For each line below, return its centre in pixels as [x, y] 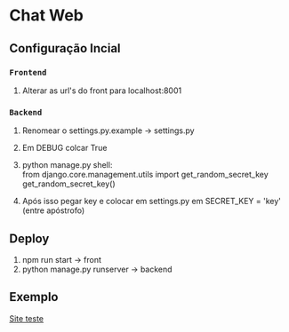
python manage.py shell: [67, 165]
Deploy [29, 238]
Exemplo [34, 297]
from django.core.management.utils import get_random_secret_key [145, 175]
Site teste [27, 318]
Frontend [28, 72]
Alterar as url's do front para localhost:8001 [102, 91]
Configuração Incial [65, 48]
